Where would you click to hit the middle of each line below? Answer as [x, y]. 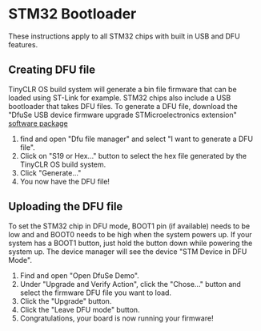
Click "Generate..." [50, 172]
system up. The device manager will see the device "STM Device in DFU [128, 251]
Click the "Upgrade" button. [66, 301]
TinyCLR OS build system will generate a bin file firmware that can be [123, 89]
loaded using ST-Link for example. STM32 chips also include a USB [120, 98]
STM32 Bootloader [72, 14]
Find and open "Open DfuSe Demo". [80, 275]
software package [38, 123]
